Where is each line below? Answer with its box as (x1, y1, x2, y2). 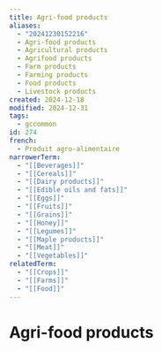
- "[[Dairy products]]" (17, 178, 104, 187)
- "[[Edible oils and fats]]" (17, 186, 128, 195)
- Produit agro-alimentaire (17, 144, 121, 153)
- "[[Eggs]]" (17, 194, 65, 203)
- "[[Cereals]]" (17, 169, 77, 178)
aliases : (9, 21, 41, 30)
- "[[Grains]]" (17, 210, 73, 219)
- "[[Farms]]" (17, 276, 69, 285)
